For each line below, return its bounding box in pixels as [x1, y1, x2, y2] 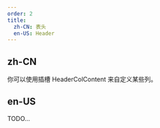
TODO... [7, 114, 30, 122]
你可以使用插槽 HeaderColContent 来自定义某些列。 [7, 75, 157, 84]
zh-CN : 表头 [13, 23, 47, 30]
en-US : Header [13, 29, 55, 37]
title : [7, 17, 27, 24]
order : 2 [7, 10, 33, 17]
